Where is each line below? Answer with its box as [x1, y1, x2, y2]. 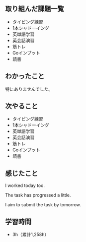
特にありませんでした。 [5, 86, 53, 92]
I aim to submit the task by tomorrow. [5, 202, 81, 208]
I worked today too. [5, 182, 45, 188]
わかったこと [5, 72, 45, 80]
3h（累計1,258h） [12, 232, 49, 238]
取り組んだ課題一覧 [5, 4, 64, 13]
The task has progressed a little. [5, 192, 71, 198]
